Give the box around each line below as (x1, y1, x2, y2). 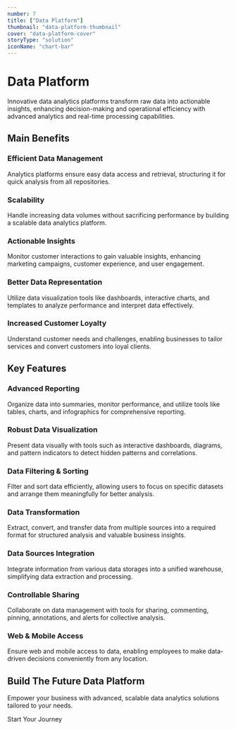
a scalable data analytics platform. (7, 218, 107, 227)
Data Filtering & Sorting (7, 466, 89, 476)
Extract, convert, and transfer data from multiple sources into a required (7, 524, 216, 532)
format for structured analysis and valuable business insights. (7, 531, 187, 539)
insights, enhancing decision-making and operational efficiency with (7, 104, 206, 113)
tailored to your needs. (7, 701, 73, 710)
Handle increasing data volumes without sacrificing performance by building (7, 211, 229, 219)
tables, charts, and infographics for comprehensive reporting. (7, 407, 186, 416)
